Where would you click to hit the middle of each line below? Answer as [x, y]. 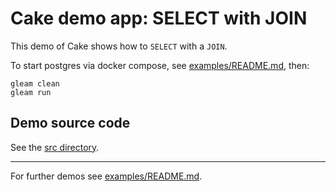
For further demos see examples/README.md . [106, 176]
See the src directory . [55, 147]
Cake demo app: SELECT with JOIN [159, 18]
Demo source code [70, 123]
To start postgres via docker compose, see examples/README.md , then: [160, 65]
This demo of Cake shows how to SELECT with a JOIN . [119, 46]
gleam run [31, 92]
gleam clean [35, 83]
